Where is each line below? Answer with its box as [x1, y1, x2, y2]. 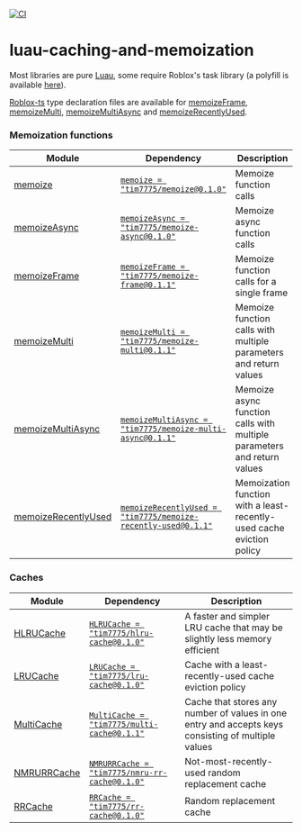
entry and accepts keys [184, 718, 284, 730]
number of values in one [184, 707, 288, 719]
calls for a [235, 276, 277, 288]
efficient [184, 644, 220, 656]
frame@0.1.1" [120, 280, 176, 290]
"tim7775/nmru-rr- [88, 767, 168, 778]
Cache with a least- [184, 658, 269, 671]
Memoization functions [9, 129, 114, 141]
